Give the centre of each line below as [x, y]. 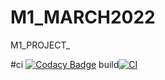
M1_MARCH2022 [83, 17]
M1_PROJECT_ [40, 45]
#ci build [65, 64]
